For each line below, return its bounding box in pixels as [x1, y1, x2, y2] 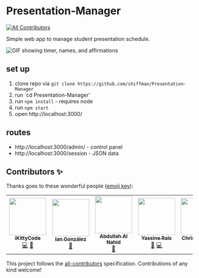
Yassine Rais [141, 235, 172, 241]
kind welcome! [6, 266, 42, 274]
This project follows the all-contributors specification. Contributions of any [6, 260, 188, 267]
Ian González [54, 236, 87, 243]
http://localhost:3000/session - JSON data [14, 150, 119, 157]
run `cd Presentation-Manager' [14, 91, 91, 99]
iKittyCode [14, 235, 41, 241]
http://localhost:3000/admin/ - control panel [14, 143, 123, 150]
